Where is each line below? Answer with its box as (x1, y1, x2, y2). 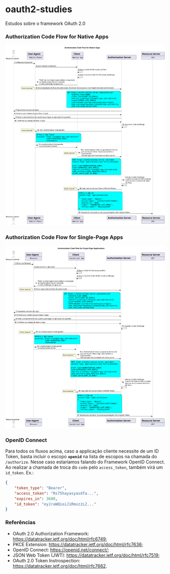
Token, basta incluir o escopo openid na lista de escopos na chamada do (5, 454, 157, 460)
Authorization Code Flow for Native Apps (5, 33, 109, 40)
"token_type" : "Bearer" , (14, 485, 67, 491)
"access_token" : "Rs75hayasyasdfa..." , (14, 491, 99, 496)
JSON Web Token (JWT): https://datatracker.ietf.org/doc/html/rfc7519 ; (12, 552, 160, 558)
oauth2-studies (5, 4, 73, 15)
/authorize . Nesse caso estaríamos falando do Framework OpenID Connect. (5, 459, 165, 465)
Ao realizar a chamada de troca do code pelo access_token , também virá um (5, 464, 163, 470)
